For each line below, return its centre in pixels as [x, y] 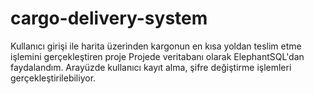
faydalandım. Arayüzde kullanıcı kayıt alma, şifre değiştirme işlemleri [151, 67]
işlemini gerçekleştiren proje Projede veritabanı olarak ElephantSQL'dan [157, 56]
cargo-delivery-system [109, 18]
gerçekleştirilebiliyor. [53, 78]
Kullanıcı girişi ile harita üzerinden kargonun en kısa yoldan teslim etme [156, 46]
